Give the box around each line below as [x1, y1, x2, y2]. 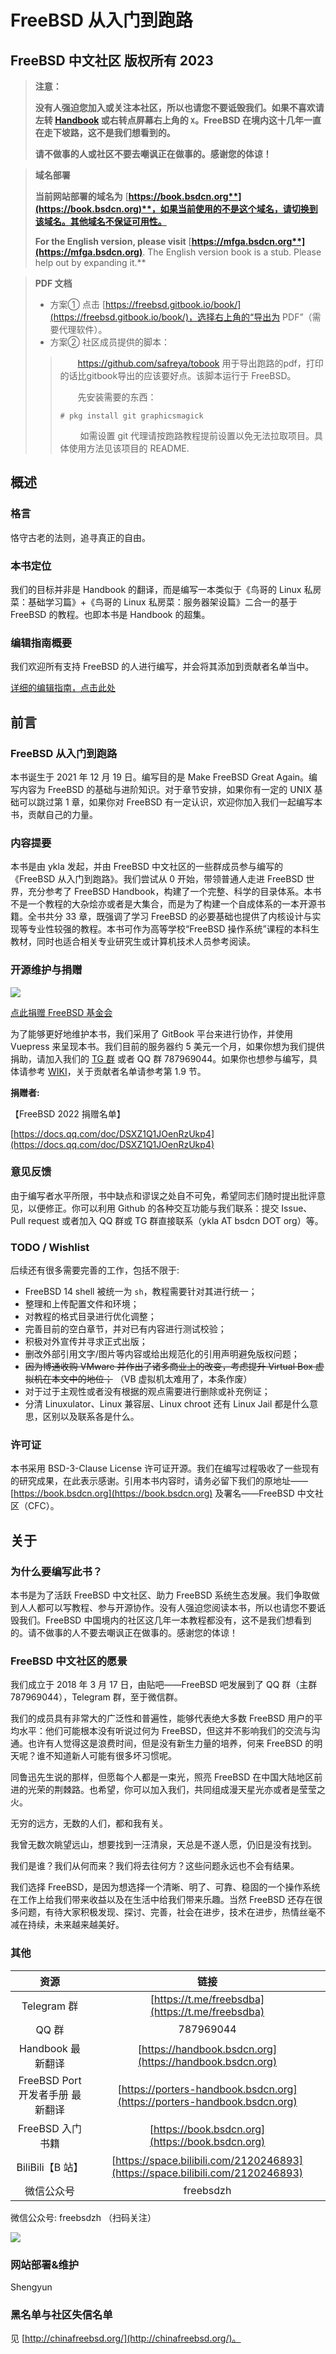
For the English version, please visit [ [34, 236, 192, 247]
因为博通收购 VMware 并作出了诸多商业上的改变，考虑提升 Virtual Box [24, 1361, 313, 1373]
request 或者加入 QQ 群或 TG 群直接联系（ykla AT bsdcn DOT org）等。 [27, 1214, 324, 1226]
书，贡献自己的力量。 [10, 808, 98, 820]
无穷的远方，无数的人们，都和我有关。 [10, 1817, 168, 1830]
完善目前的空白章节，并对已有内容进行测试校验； [24, 1323, 227, 1335]
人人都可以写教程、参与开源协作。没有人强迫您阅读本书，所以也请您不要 [18, 1602, 317, 1614]
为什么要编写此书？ [10, 1564, 103, 1578]
